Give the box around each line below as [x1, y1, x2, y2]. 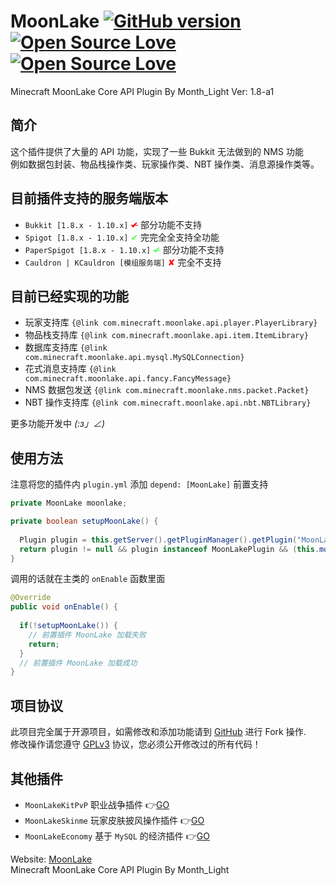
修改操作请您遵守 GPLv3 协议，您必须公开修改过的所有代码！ [10, 738, 262, 750]
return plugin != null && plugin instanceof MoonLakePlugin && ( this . [19, 544, 320, 554]
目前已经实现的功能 [10, 288, 129, 305]
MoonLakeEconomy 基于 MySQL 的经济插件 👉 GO [24, 830, 210, 842]
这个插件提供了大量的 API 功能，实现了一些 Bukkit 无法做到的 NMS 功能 [10, 145, 304, 157]
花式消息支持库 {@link [24, 363, 117, 375]
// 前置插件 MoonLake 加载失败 [28, 630, 147, 640]
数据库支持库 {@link [24, 341, 108, 354]
